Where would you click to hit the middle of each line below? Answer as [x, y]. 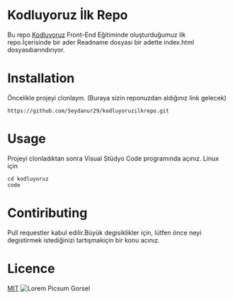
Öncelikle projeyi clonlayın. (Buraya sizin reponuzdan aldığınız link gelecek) [117, 98]
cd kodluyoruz [28, 179]
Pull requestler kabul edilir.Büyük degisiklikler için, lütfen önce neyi [104, 233]
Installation [41, 78]
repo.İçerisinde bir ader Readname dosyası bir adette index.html [101, 42]
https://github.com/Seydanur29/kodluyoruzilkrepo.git [89, 111]
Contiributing [47, 213]
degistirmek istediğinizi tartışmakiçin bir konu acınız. [84, 240]
